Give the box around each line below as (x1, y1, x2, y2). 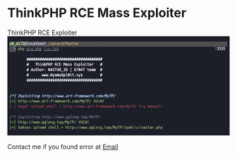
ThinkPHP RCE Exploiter (7, 28, 78, 37)
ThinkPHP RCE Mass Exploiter (7, 5, 187, 21)
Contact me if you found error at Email (7, 142, 119, 151)
